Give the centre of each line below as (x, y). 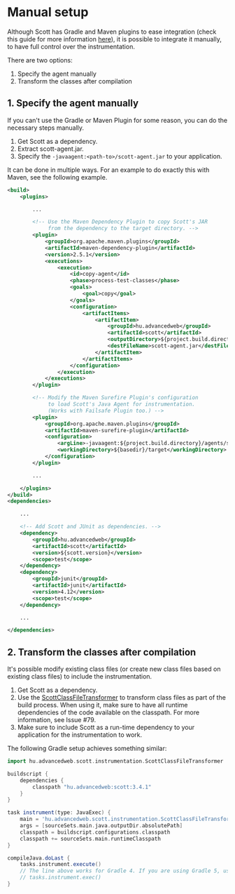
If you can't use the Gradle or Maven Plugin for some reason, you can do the (117, 120)
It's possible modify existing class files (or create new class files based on (114, 669)
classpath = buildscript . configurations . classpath (95, 832)
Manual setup (48, 12)
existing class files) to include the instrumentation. (80, 676)
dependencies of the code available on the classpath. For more (108, 712)
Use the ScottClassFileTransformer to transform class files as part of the (121, 698)
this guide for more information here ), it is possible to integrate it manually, (114, 39)
